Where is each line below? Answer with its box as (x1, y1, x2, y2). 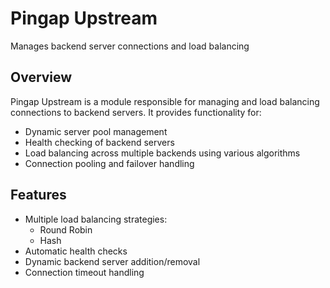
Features (10, 187, 67, 204)
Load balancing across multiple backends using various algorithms (24, 147, 301, 159)
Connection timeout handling (24, 266, 145, 278)
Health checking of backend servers (24, 136, 175, 148)
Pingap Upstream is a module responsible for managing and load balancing (10, 95, 320, 107)
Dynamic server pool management (24, 125, 168, 137)
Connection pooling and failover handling (24, 157, 195, 169)
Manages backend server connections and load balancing (10, 40, 250, 52)
